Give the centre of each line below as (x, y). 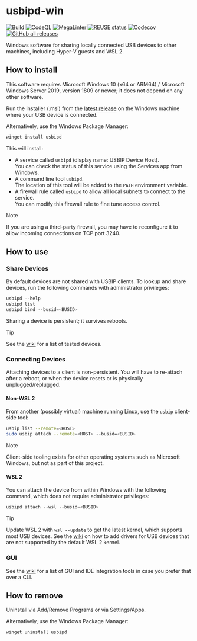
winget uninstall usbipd (37, 632)
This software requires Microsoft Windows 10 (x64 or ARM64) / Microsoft (95, 84)
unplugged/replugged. (33, 385)
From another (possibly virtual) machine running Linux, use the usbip (90, 411)
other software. (25, 97)
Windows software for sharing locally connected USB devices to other (91, 45)
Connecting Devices (36, 359)
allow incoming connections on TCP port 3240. (63, 233)
